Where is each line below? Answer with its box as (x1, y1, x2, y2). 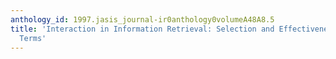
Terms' (19, 33, 47, 43)
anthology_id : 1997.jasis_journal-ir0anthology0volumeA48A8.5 (10, 14, 275, 25)
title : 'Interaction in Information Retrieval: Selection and (10, 24, 275, 34)
